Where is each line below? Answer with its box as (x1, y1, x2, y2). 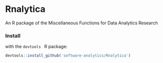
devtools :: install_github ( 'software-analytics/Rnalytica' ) (5, 53, 131, 58)
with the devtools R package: (5, 44, 67, 50)
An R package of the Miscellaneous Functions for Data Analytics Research (5, 20, 158, 26)
